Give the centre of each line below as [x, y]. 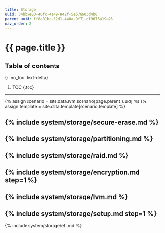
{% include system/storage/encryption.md [72, 172]
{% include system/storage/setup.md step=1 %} [81, 214]
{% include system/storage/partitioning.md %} [79, 139]
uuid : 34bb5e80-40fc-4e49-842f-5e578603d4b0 [51, 14]
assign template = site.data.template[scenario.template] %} [65, 107]
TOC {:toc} [23, 87]
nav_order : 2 [18, 23]
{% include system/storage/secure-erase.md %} [82, 122]
